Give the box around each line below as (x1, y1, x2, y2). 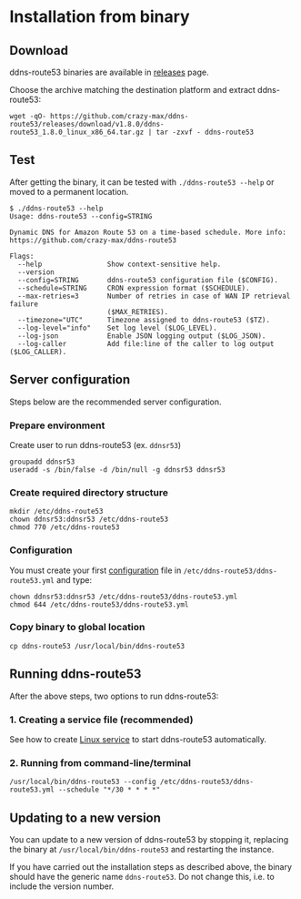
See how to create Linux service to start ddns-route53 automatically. (9, 733, 266, 744)
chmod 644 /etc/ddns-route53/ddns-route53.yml (9, 599, 189, 609)
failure (9, 299, 39, 309)
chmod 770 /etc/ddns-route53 (9, 523, 120, 532)
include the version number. (9, 881, 115, 892)
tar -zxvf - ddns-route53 (156, 128, 255, 137)
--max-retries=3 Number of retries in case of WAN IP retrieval (17, 291, 291, 301)
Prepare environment (9, 419, 105, 432)
